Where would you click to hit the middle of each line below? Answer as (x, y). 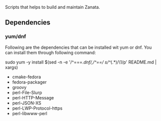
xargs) (11, 67)
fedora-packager (29, 82)
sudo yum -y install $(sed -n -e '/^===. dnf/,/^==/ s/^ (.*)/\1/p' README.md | (81, 62)
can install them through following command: (51, 52)
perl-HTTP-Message (33, 97)
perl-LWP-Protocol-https (37, 108)
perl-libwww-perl (30, 113)
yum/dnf (16, 36)
